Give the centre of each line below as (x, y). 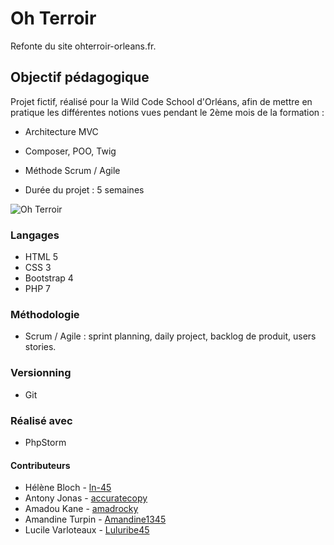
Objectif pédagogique (80, 77)
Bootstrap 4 (49, 278)
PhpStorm (45, 442)
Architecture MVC (61, 131)
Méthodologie (45, 314)
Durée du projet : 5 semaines (84, 189)
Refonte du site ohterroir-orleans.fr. (83, 46)
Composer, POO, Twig (70, 151)
